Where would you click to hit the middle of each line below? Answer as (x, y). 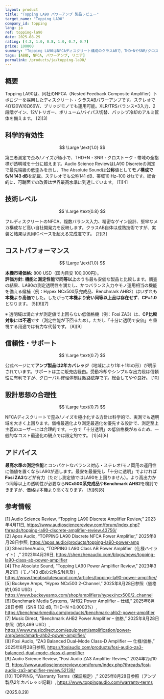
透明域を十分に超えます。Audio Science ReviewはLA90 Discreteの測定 (84, 164)
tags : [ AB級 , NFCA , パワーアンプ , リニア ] (45, 55)
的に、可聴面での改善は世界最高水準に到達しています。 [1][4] (67, 182)
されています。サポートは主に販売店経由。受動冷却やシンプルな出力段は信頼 (82, 372)
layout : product (22, 10)
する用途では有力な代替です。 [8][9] (46, 326)
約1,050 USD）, (21, 589)
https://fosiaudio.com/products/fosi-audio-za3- (95, 647)
